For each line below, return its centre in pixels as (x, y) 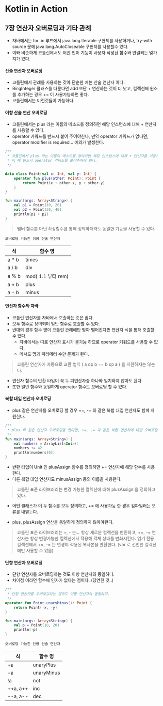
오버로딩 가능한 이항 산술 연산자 (33, 238)
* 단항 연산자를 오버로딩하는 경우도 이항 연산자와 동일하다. (58, 594)
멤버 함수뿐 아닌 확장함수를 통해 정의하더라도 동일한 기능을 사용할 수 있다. (86, 228)
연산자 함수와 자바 (22, 306)
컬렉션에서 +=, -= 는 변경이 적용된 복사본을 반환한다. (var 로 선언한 (80, 545)
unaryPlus (45, 665)
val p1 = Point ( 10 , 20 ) (38, 205)
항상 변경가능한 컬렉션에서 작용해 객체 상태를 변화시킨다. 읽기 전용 (92, 538)
